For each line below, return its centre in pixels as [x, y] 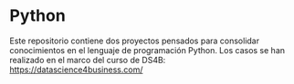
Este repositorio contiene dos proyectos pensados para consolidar [135, 41]
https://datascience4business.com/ [76, 70]
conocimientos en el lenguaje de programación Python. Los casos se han [147, 50]
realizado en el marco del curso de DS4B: [88, 60]
